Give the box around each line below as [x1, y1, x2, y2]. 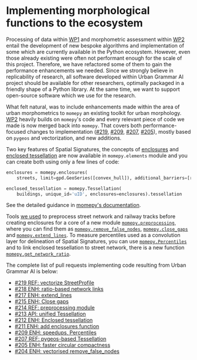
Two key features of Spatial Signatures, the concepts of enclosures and [6, 145, 179, 152]
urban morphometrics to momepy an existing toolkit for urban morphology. [6, 109, 182, 116]
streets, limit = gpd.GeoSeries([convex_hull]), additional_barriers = [16, 175, 188, 181]
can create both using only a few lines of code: [6, 158, 120, 165]
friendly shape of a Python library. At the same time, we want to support [6, 86, 180, 93]
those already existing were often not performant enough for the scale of [6, 55, 182, 62]
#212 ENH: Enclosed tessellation [14, 317, 93, 324]
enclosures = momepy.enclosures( [6, 169, 88, 175]
